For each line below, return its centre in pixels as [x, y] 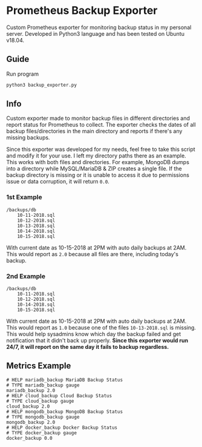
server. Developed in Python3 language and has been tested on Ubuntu [95, 33]
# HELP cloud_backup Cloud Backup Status [59, 396]
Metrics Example [39, 366]
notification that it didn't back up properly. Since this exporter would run [97, 340]
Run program [23, 74]
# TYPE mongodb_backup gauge [43, 417]
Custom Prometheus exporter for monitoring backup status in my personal [99, 27]
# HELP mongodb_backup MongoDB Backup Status [64, 412]
